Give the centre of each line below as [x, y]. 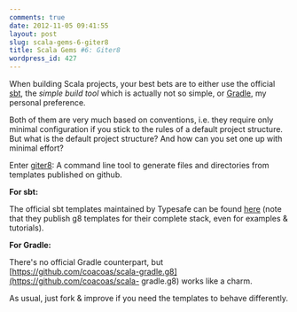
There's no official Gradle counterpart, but [86, 262]
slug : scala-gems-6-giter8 [59, 42]
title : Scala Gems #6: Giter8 [65, 51]
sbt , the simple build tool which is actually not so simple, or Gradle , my [138, 93]
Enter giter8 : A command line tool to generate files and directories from [139, 165]
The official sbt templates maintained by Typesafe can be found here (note [145, 209]
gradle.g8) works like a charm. [197, 281]
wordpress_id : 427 [43, 58]
